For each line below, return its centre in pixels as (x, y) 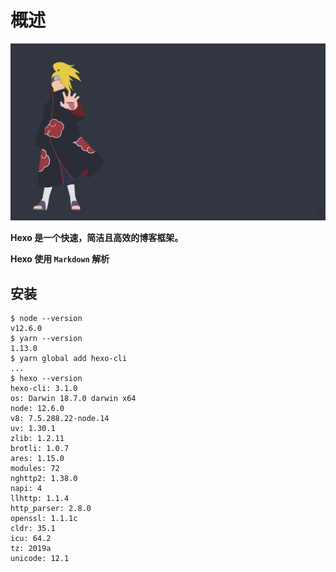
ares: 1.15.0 (37, 459)
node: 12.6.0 (37, 409)
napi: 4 (26, 489)
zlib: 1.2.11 (37, 439)
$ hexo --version (46, 379)
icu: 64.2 (31, 539)
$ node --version (46, 319)
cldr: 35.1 (33, 529)
